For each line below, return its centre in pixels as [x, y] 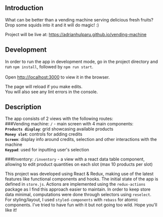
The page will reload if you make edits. [44, 86]
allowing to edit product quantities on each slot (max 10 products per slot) [79, 164]
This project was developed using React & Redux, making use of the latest [79, 174]
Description [23, 107]
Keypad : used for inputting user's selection [47, 150]
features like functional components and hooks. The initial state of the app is [82, 179]
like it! [11, 210]
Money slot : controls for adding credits [44, 134]
